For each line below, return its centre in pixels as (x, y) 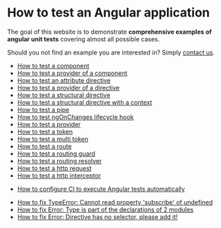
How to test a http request (54, 168)
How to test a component (53, 65)
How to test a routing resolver (59, 160)
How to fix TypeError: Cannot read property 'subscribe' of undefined (115, 202)
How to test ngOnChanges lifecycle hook (75, 117)
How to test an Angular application (108, 13)
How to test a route (45, 146)
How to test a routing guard (56, 154)
